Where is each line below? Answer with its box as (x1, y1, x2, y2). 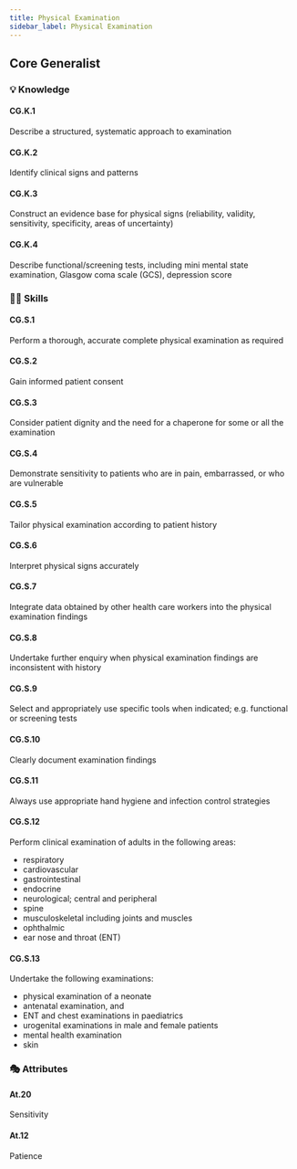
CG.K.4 (9, 239, 38, 250)
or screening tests (9, 713, 77, 724)
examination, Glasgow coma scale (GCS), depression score (9, 269, 232, 279)
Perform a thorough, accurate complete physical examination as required (9, 334, 284, 345)
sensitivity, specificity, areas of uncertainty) (9, 218, 174, 229)
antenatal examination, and (22, 1001, 125, 1012)
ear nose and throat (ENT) (22, 932, 121, 943)
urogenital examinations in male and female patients (22, 1020, 219, 1031)
